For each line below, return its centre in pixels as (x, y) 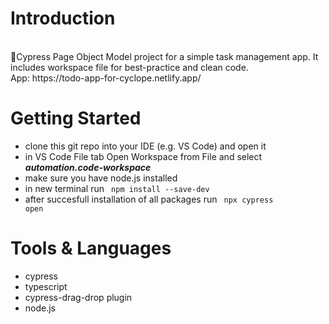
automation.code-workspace (88, 167)
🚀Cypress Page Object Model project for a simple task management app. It (164, 56)
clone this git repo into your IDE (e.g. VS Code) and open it (145, 146)
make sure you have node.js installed (101, 178)
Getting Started (76, 118)
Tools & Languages (91, 248)
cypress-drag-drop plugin (78, 297)
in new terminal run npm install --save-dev (117, 188)
